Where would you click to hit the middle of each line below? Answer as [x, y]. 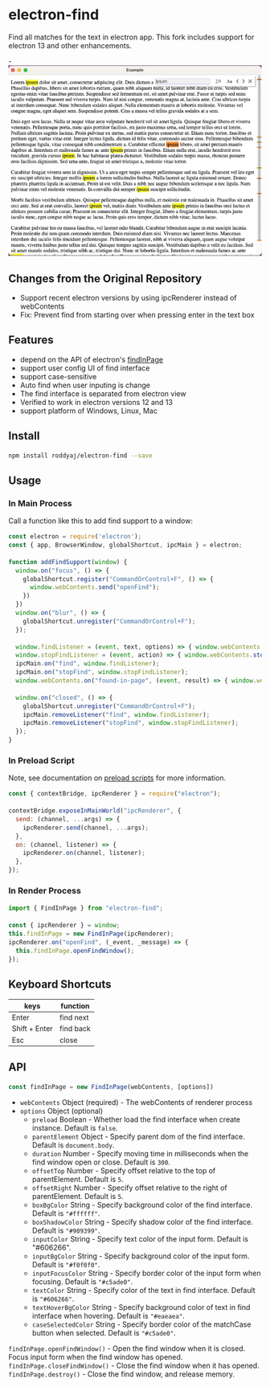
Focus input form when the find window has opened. [96, 1356]
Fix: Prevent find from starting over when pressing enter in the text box [137, 315]
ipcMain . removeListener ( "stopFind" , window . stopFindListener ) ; [131, 723]
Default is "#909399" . [66, 1230]
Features [31, 340]
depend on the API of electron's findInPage [91, 359]
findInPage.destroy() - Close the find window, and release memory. [122, 1374]
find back [75, 1029]
